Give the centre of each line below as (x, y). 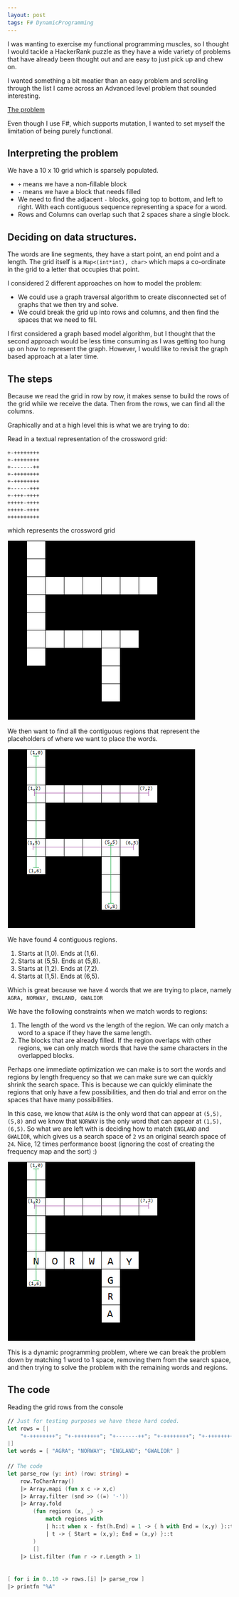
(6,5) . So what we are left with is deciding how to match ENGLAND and (108, 1129)
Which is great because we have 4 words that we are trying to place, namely (119, 989)
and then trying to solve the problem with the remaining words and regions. (118, 1367)
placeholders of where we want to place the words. (83, 738)
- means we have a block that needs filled (79, 192)
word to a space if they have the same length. (85, 1032)
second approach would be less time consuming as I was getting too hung (116, 341)
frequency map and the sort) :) (52, 1151)
